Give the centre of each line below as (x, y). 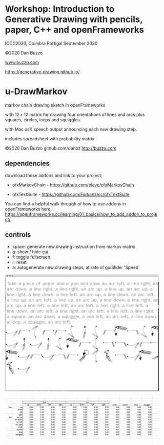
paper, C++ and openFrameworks (74, 30)
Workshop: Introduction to (60, 9)
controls (18, 235)
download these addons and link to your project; (54, 175)
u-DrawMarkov (36, 92)
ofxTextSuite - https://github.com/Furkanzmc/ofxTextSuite (71, 194)
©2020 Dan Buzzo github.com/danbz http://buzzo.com (61, 148)
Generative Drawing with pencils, (74, 19)
